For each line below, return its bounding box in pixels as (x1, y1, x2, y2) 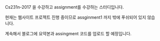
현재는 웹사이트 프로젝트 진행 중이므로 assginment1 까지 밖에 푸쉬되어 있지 (5, 14, 146, 20)
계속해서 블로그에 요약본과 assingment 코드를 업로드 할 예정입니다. (5, 31, 132, 36)
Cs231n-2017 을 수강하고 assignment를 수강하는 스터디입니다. (5, 4, 124, 10)
